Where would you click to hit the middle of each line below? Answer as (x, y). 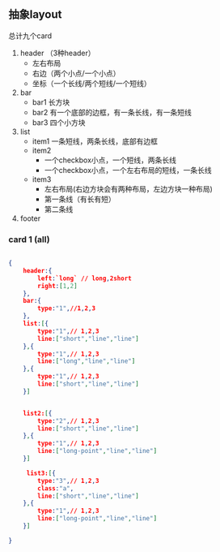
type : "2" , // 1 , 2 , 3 (68, 420)
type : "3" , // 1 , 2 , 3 (68, 481)
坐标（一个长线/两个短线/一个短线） (91, 83)
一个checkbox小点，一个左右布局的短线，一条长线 (128, 170)
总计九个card (30, 36)
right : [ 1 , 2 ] (58, 286)
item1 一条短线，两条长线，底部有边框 (95, 141)
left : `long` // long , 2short (85, 278)
